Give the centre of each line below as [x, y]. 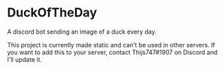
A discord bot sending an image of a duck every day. [82, 32]
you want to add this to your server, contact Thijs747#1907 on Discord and [112, 52]
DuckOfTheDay [52, 13]
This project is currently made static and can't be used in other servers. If [111, 45]
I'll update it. [25, 59]
